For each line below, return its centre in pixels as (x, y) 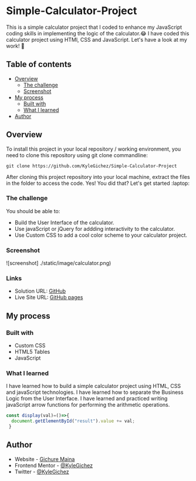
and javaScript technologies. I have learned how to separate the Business (95, 392)
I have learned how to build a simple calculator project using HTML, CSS (93, 386)
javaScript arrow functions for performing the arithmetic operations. (88, 405)
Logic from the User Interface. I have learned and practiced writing (87, 399)
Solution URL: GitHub (40, 291)
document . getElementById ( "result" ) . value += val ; (73, 421)
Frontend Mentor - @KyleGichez (53, 465)
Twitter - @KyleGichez (42, 472)
